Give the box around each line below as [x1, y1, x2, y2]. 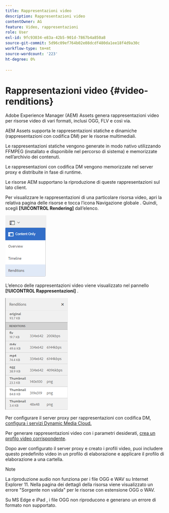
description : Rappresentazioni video [5, 13, 86, 19]
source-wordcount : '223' [5, 51, 58, 56]
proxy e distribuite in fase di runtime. [5, 169, 82, 176]
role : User [5, 30, 29, 35]
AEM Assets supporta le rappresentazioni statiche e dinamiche [5, 128, 137, 134]
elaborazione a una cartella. [5, 456, 64, 462]
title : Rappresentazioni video [5, 8, 72, 13]
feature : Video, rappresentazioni [5, 25, 79, 30]
